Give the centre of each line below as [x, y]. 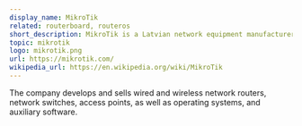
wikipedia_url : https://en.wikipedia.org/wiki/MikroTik [116, 68]
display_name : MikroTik [54, 17]
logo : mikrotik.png [46, 51]
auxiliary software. [44, 112]
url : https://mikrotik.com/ [62, 59]
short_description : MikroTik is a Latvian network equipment [126, 34]
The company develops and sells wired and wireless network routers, [138, 92]
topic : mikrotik [40, 42]
